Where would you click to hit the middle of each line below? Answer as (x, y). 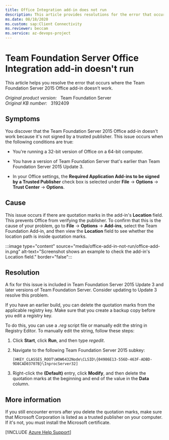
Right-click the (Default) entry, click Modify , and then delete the (79, 373)
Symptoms (23, 119)
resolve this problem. (27, 295)
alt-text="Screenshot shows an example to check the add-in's (86, 251)
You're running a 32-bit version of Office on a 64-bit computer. (78, 151)
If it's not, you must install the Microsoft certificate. (58, 422)
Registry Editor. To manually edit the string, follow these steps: (70, 331)
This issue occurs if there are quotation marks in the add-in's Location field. (84, 215)
